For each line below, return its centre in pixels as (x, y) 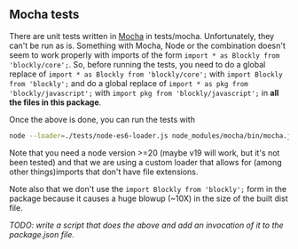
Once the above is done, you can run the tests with (102, 119)
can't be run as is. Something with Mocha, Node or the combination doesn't (148, 45)
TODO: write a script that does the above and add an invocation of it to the (146, 225)
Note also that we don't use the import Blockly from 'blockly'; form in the (148, 189)
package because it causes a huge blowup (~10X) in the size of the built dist (149, 198)
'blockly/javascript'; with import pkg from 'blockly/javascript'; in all (144, 92)
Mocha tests (44, 15)
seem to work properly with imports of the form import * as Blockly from (145, 55)
